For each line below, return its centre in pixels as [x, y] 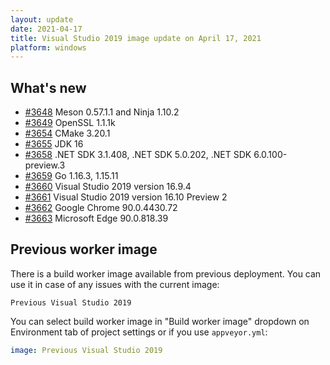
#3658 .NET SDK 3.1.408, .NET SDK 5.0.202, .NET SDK [138, 155]
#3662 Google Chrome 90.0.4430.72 [101, 208]
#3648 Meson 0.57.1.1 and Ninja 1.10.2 [102, 112]
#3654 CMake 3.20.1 [67, 133]
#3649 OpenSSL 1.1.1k [70, 123]
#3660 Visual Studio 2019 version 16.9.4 [108, 187]
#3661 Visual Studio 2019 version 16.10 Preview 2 [126, 197]
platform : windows [48, 47]
